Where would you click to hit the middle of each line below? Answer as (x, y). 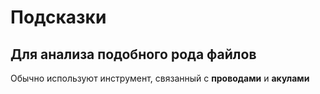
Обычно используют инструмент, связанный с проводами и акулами (160, 78)
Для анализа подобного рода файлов (133, 54)
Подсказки (58, 17)
